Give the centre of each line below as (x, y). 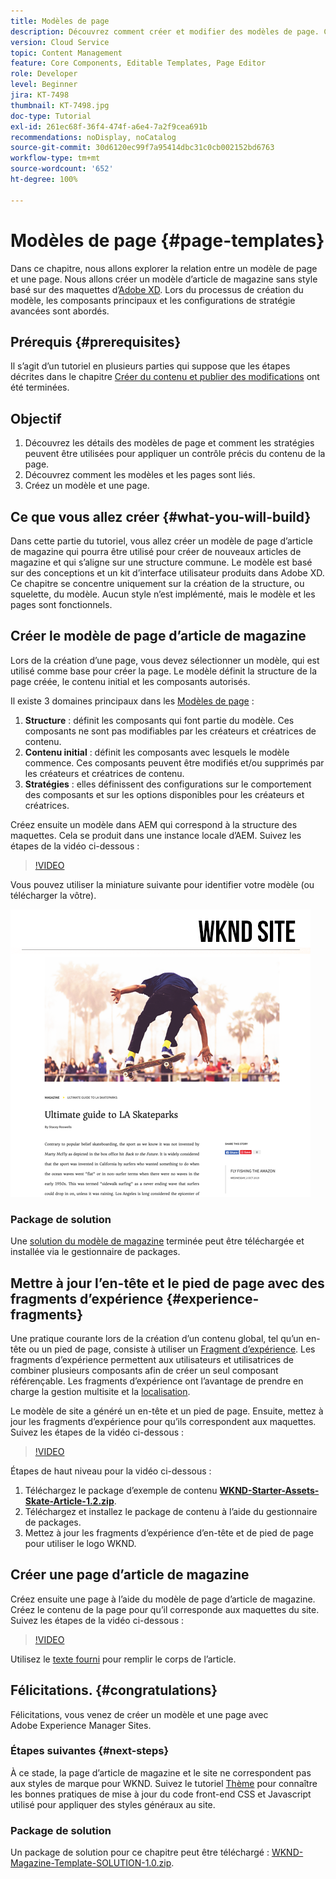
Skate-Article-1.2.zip (69, 1501)
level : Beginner (44, 85)
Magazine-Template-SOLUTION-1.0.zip (91, 1863)
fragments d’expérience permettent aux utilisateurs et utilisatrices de (152, 1359)
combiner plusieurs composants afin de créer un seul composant (144, 1370)
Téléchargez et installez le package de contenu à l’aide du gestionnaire (171, 1511)
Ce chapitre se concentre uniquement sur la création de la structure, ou (157, 583)
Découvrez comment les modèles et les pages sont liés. (140, 475)
